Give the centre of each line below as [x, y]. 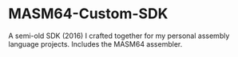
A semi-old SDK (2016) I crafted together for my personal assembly [119, 36]
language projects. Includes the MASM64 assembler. [95, 44]
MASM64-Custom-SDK [88, 14]
